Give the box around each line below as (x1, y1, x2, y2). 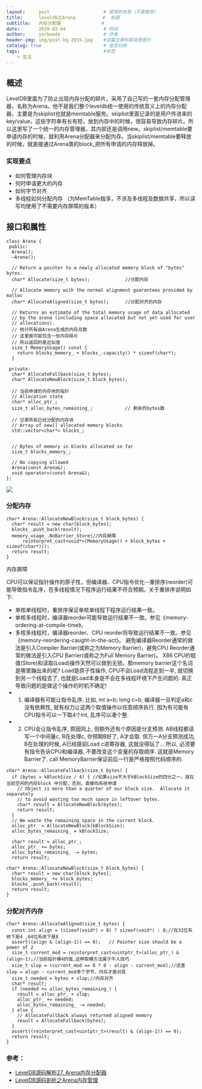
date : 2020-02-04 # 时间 (6, 25, 118, 32)
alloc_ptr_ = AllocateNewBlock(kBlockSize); (11, 823, 125, 829)
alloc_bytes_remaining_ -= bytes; (11, 849, 98, 855)
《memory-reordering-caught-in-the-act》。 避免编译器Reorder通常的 (14, 637, 188, 644)
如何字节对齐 (14, 187, 47, 194)
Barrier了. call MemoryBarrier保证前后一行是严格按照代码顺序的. (24, 755, 183, 763)
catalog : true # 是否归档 (6, 43, 127, 49)
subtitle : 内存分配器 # (6, 20, 104, 26)
